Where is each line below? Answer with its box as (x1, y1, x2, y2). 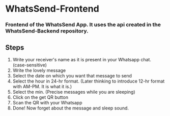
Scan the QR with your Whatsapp (12, 99, 82, 105)
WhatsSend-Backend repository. (5, 27, 89, 34)
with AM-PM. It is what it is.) (12, 83, 72, 89)
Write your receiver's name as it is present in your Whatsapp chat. (12, 56, 152, 62)
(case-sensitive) (12, 62, 47, 68)
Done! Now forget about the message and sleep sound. (12, 105, 129, 111)
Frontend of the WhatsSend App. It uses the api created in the (5, 21, 161, 28)
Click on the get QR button (12, 94, 69, 100)
